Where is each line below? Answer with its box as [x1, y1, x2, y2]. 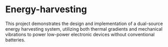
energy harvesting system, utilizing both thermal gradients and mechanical [5, 26, 162, 32]
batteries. [5, 37, 26, 43]
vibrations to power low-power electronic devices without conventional [5, 31, 155, 37]
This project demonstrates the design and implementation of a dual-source [5, 20, 163, 27]
